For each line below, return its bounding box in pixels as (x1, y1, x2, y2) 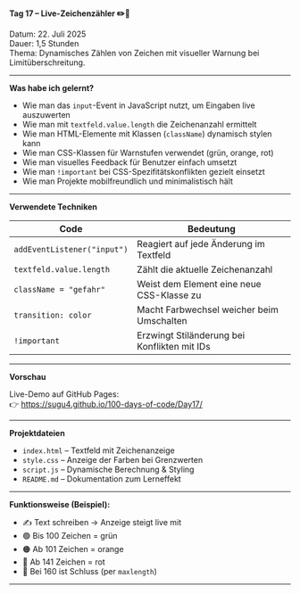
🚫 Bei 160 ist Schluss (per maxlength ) (21, 566, 158, 576)
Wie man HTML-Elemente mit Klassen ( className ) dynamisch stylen (21, 128, 272, 139)
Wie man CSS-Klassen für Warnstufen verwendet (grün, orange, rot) (21, 147, 274, 158)
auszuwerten (21, 110, 71, 120)
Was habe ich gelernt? (9, 83, 95, 93)
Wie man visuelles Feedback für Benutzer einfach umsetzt (21, 157, 237, 168)
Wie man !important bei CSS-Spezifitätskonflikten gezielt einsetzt (21, 167, 265, 177)
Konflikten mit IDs (137, 341, 212, 352)
